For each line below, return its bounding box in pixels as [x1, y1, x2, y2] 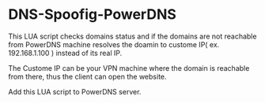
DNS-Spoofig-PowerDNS [8, 6, 176, 24]
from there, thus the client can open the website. [8, 72, 168, 81]
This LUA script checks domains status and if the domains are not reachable [8, 31, 257, 41]
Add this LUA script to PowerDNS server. [8, 86, 142, 96]
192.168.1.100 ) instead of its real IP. [8, 48, 123, 57]
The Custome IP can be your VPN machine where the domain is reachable [8, 63, 250, 72]
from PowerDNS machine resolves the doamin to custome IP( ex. [8, 39, 220, 49]
